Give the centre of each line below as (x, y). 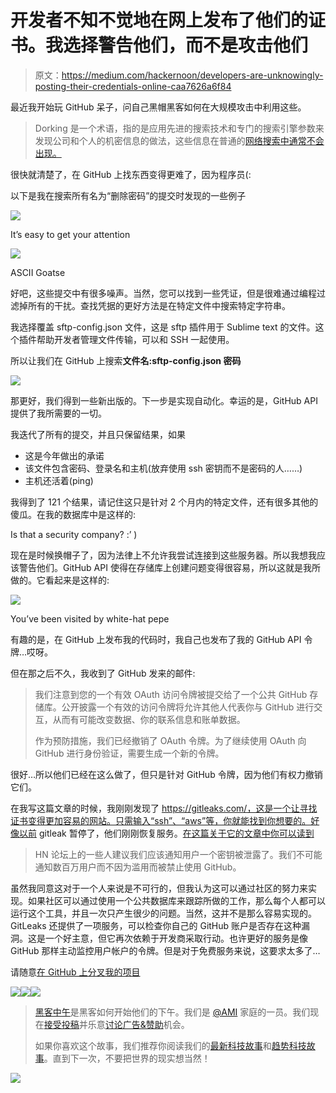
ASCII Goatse (38, 272)
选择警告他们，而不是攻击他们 (186, 45)
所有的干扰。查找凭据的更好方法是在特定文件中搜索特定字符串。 (159, 305)
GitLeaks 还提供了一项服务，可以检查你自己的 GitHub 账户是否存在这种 (156, 925)
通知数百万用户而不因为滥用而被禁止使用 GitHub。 (138, 867)
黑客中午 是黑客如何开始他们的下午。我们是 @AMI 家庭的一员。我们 (172, 1012)
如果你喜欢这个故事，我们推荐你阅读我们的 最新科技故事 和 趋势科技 (170, 1045)
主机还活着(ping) (59, 480)
